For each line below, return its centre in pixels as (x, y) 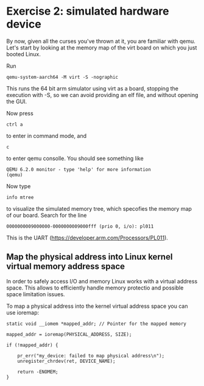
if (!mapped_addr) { (33, 345)
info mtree (20, 197)
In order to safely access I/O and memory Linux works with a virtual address (102, 281)
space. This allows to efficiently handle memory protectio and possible (95, 288)
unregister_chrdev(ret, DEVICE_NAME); (66, 361)
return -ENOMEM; (38, 372)
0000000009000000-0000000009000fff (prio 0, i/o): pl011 (80, 226)
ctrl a (15, 124)
